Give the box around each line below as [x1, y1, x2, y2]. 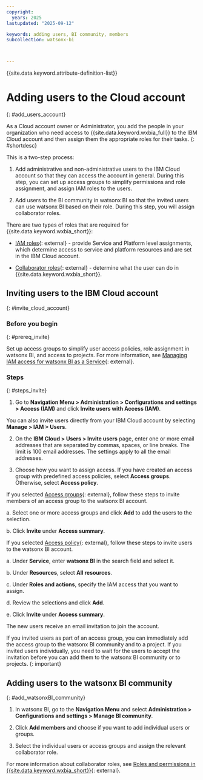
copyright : [6, 9, 34, 15]
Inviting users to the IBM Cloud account [6, 288, 159, 298]
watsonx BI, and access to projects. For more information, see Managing [6, 352, 188, 359]
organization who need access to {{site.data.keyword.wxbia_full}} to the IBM [6, 129, 198, 137]
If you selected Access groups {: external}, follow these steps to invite [6, 491, 180, 498]
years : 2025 [12, 15, 42, 21]
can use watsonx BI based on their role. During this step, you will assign [15, 203, 195, 210]
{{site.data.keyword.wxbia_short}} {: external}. [6, 767, 121, 775]
